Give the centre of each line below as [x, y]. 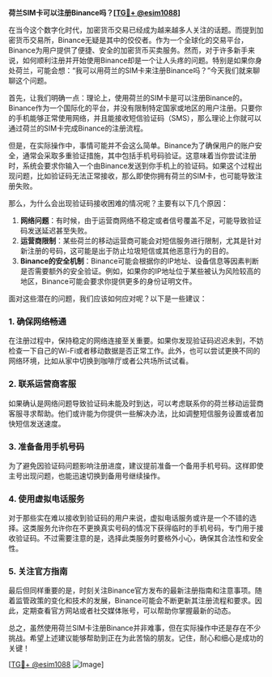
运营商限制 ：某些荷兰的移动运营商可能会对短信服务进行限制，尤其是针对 [140, 241]
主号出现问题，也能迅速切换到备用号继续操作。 [86, 476]
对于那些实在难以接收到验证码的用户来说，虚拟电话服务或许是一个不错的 [129, 518]
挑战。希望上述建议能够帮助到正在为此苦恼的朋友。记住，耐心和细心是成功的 [136, 638]
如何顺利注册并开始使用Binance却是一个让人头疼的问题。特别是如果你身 [142, 60]
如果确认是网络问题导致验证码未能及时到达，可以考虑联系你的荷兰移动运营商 [136, 403]
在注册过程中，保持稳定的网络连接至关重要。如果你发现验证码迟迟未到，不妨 [136, 341]
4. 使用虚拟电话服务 [47, 499]
